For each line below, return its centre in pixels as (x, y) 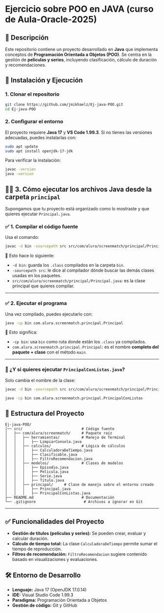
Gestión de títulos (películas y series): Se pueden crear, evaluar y (79, 534)
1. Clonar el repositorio (32, 94)
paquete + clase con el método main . (49, 352)
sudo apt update (21, 146)
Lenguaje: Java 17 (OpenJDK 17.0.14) (49, 589)
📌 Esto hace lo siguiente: (30, 255)
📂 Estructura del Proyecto (45, 413)
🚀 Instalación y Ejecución (44, 80)
